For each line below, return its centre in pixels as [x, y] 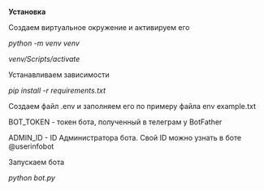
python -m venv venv [44, 43]
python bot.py [32, 178]
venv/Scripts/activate [44, 59]
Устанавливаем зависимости [59, 75]
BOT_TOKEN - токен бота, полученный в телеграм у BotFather [115, 122]
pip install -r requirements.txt [57, 90]
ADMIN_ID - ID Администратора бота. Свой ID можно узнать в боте [125, 138]
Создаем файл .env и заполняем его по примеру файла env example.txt [132, 106]
